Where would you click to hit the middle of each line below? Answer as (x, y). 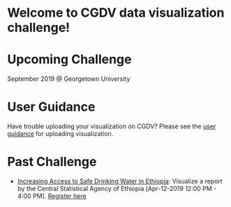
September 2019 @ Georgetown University (69, 79)
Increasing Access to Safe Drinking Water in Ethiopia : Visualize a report (120, 181)
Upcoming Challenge (69, 60)
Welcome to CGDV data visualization (116, 13)
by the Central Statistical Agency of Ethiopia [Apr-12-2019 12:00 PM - (117, 189)
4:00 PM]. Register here (52, 196)
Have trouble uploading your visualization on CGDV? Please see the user (112, 126)
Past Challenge (52, 162)
